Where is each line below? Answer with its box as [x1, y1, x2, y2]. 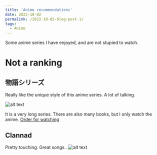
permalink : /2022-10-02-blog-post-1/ [5, 16, 84, 21]
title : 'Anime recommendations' [5, 7, 72, 12]
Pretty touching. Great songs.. [5, 144, 67, 150]
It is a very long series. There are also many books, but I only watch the [5, 111, 152, 117]
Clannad [5, 131, 32, 139]
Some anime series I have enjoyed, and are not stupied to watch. [5, 39, 138, 45]
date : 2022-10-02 [5, 12, 41, 17]
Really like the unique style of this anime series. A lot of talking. [5, 92, 135, 98]
